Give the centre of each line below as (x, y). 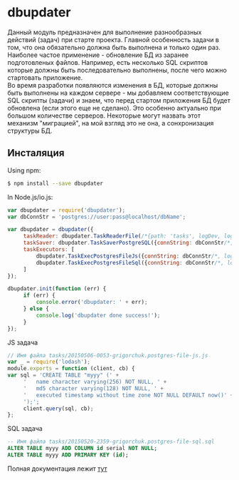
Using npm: (24, 170)
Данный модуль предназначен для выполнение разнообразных (105, 32)
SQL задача (25, 429)
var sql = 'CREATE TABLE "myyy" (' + (63, 375)
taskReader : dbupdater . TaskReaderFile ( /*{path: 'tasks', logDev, (122, 236)
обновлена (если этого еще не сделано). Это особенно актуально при (115, 108)
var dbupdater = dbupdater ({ (51, 230)
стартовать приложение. (45, 77)
